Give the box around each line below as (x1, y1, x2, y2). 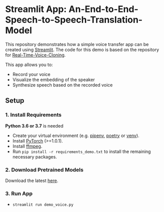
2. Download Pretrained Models (5, 166, 84, 173)
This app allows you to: (5, 61, 53, 67)
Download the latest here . (5, 177, 59, 183)
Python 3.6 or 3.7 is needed (5, 122, 64, 128)
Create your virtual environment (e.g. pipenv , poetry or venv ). (12, 132, 139, 138)
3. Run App (5, 190, 33, 197)
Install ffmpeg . (12, 143, 43, 149)
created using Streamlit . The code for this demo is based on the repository (5, 46, 159, 52)
